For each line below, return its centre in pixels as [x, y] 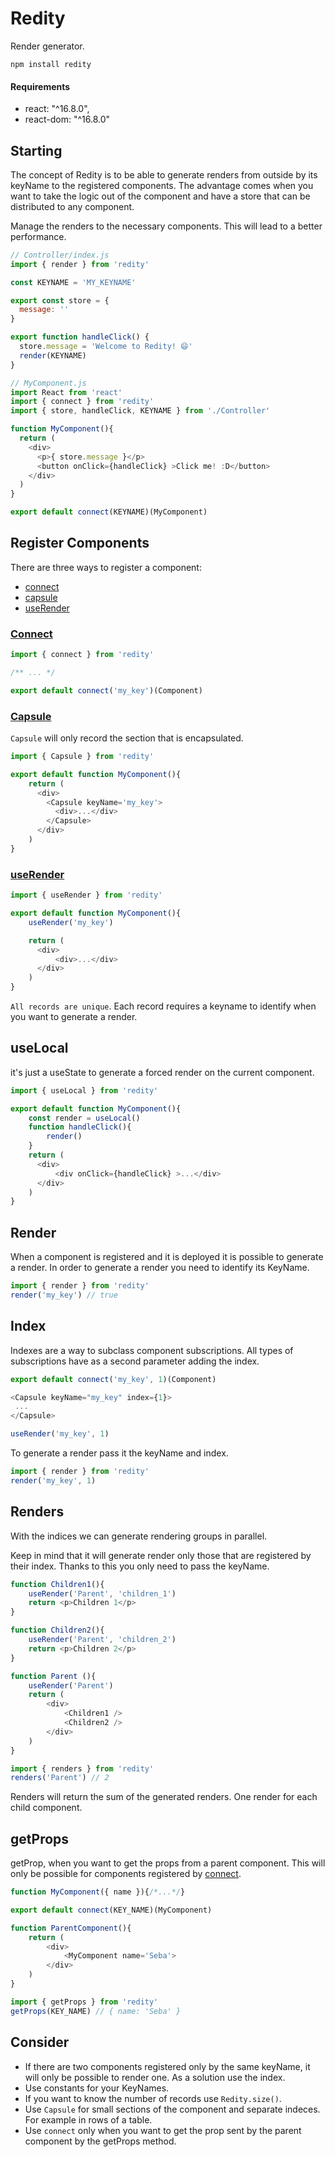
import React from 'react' [66, 392]
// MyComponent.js [48, 383]
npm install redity [51, 64]
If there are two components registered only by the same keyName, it [167, 2066]
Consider [40, 2042]
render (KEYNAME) [53, 355]
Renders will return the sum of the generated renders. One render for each [164, 1797]
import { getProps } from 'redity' [84, 2002]
